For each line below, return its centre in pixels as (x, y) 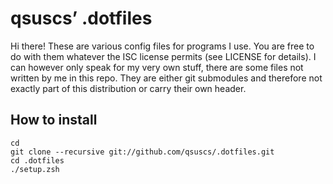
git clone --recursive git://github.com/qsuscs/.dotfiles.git (142, 152)
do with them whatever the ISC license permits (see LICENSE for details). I (163, 56)
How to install (54, 120)
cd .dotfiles (37, 160)
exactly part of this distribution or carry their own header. (128, 88)
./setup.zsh (35, 169)
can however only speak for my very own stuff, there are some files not (157, 67)
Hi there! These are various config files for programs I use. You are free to (162, 46)
